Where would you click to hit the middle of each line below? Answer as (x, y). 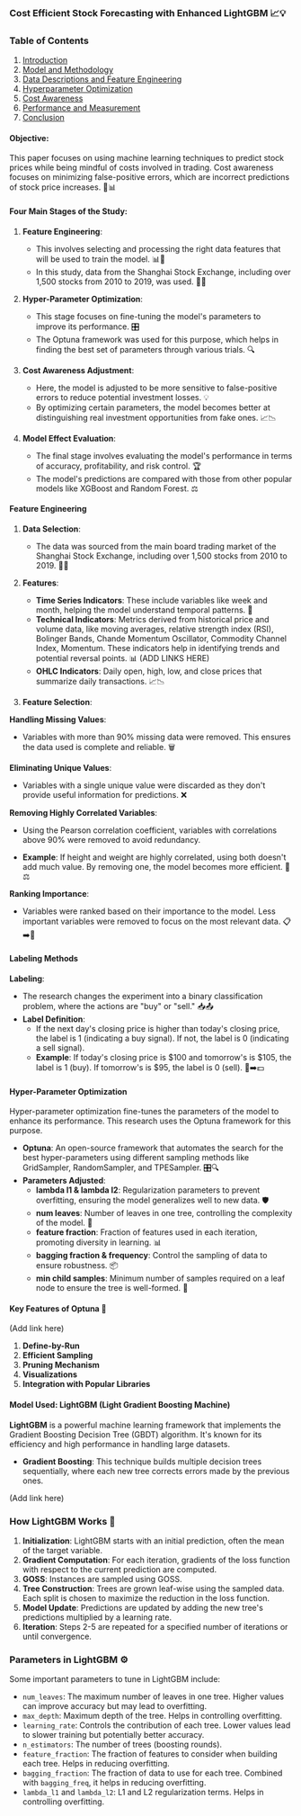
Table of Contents (49, 40)
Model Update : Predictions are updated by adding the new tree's (142, 1607)
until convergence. (57, 1636)
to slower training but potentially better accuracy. (113, 1735)
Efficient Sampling (58, 1355)
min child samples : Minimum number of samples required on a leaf (160, 1278)
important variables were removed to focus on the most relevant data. (151, 921)
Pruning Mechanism (61, 1365)
